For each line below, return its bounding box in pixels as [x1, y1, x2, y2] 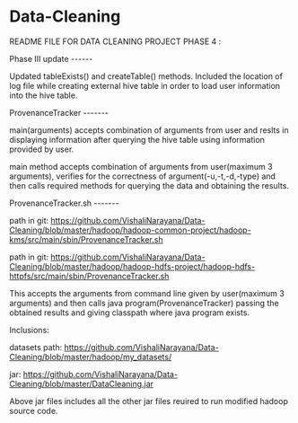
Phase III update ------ [9, 53, 93, 64]
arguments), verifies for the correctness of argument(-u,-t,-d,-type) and [9, 171, 276, 181]
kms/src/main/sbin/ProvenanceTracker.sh [9, 234, 163, 244]
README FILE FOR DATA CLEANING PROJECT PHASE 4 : [9, 36, 222, 47]
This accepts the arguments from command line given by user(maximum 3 [9, 287, 285, 298]
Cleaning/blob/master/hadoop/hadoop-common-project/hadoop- [9, 225, 251, 235]
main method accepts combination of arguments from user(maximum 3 [9, 161, 273, 172]
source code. [9, 405, 58, 416]
